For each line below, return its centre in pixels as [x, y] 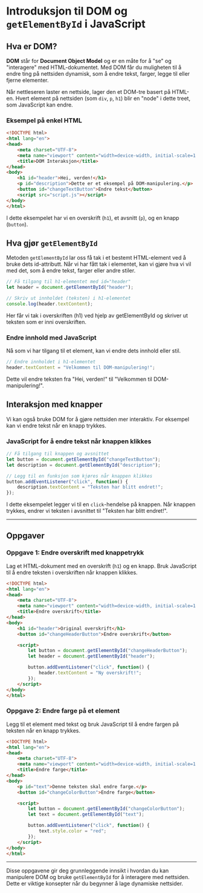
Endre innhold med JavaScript [51, 337]
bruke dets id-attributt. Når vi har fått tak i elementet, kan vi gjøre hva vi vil [99, 264]
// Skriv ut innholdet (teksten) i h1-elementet [69, 298]
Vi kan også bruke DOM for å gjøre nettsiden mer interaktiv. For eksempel [98, 419]
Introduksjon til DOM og [67, 11]
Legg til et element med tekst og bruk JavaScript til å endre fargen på [93, 724]
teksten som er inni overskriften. [46, 321]
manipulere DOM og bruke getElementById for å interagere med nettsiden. [98, 877]
